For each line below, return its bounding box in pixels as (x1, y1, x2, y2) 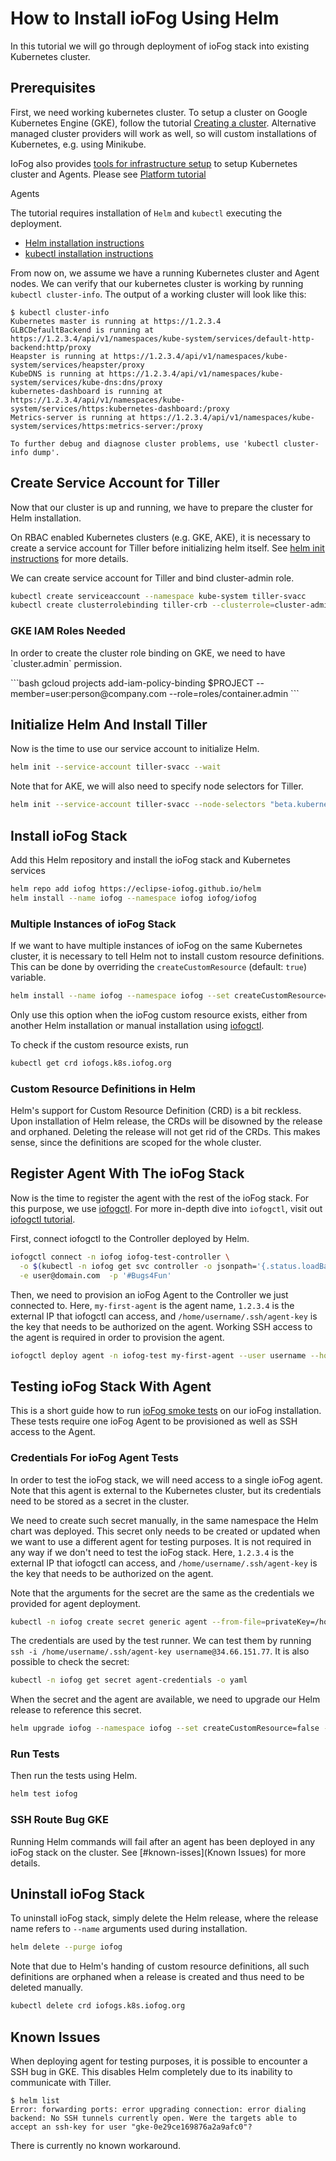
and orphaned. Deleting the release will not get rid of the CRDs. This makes (10, 1126, 321, 1138)
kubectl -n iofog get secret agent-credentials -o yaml (10, 1675, 248, 1686)
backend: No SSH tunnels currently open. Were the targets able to (10, 2113, 298, 2123)
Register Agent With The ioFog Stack (10, 1165, 245, 1182)
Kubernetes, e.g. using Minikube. (10, 138, 147, 150)
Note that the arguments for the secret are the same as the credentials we (10, 1587, 315, 1599)
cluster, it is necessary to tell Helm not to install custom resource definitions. (10, 950, 325, 962)
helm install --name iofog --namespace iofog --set (10, 991, 230, 1001)
